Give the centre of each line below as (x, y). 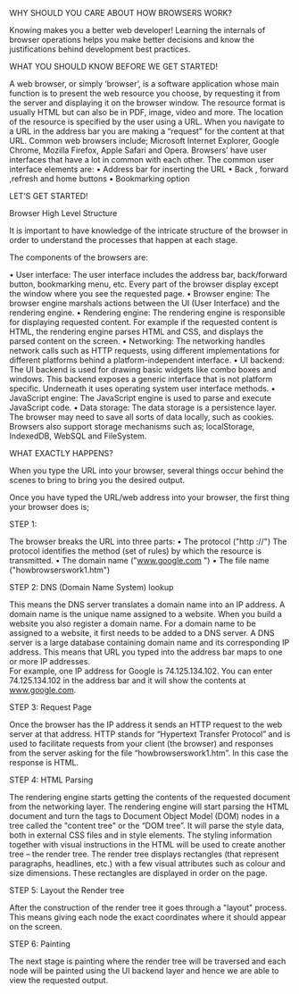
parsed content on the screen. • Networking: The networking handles (137, 341)
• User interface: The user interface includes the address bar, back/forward (148, 275)
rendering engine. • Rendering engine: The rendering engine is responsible (147, 313)
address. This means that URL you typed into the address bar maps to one (146, 652)
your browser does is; (49, 507)
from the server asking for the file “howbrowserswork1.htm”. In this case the (149, 753)
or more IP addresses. (50, 661)
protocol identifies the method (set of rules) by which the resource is (135, 551)
